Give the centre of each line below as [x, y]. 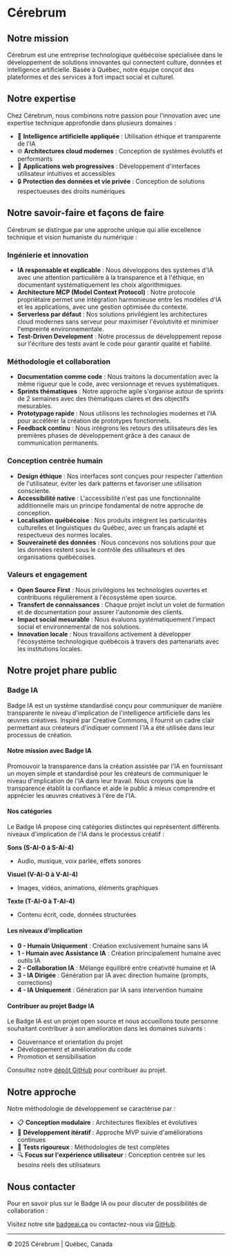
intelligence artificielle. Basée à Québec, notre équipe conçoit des [101, 70]
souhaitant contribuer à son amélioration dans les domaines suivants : [107, 1029]
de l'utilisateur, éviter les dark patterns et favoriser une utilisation [109, 483]
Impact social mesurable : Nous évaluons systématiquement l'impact [116, 619]
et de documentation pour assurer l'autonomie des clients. [100, 612]
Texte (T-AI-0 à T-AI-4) [41, 901]
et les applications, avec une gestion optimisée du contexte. [103, 307]
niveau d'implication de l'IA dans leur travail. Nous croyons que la [100, 781]
